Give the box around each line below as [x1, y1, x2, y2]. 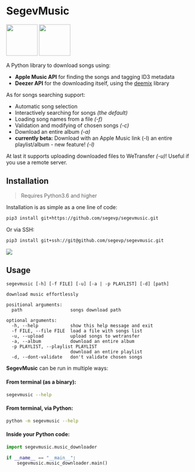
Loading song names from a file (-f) [14, 115, 103, 122]
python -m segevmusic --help [6, 418, 79, 424]
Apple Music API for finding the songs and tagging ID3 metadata [14, 73, 175, 80]
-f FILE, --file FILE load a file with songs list [11, 328, 143, 334]
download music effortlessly [6, 292, 79, 298]
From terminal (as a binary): [6, 378, 76, 385]
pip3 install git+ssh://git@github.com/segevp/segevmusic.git [6, 237, 164, 243]
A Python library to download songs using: [6, 62, 111, 69]
